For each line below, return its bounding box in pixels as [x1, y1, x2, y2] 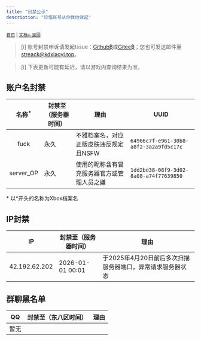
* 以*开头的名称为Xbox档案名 [6, 195, 78, 202]
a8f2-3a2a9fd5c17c [130, 144, 183, 150]
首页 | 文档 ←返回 [6, 32, 41, 38]
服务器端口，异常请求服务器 [102, 263, 181, 271]
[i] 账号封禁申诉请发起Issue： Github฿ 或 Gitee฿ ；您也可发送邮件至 [20, 43, 182, 50]
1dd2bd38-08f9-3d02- [130, 167, 189, 173]
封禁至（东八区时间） [27, 313, 88, 321]
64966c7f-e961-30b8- [130, 138, 189, 144]
